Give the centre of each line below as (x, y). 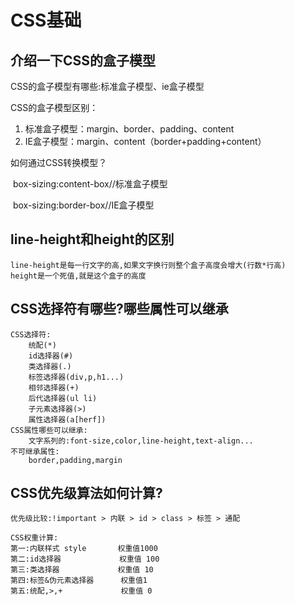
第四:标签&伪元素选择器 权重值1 (79, 581)
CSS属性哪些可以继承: (49, 430)
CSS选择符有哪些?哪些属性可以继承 (119, 309)
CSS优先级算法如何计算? (86, 493)
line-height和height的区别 (92, 239)
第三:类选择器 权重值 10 (82, 570)
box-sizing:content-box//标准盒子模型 (90, 184)
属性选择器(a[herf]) (67, 419)
